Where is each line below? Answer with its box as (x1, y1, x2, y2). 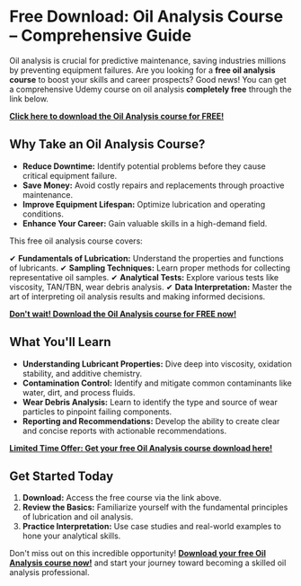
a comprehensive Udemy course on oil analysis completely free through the (9, 84, 292, 94)
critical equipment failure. (22, 170, 118, 181)
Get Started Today (9, 468, 114, 484)
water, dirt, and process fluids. (22, 386, 136, 397)
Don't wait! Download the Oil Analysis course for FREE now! (9, 308, 236, 319)
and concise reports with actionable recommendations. (22, 425, 227, 436)
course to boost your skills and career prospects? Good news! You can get (9, 74, 288, 84)
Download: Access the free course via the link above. (22, 493, 222, 503)
